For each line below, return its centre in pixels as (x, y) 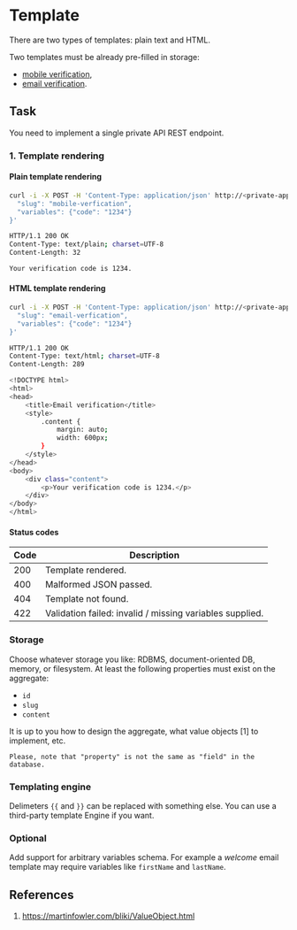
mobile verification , (57, 74)
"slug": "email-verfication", (72, 315)
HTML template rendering (57, 288)
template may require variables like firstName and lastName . (118, 867)
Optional (28, 838)
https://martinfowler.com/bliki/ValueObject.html (108, 916)
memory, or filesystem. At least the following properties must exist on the (142, 668)
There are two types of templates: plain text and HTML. (110, 40)
